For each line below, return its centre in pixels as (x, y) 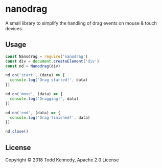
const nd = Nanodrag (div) (33, 66)
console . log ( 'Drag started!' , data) (49, 80)
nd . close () (17, 132)
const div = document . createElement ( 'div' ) (52, 61)
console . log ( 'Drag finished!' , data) (50, 118)
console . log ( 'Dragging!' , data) (44, 99)
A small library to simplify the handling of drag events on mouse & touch (81, 23)
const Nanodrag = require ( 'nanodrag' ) (47, 56)
